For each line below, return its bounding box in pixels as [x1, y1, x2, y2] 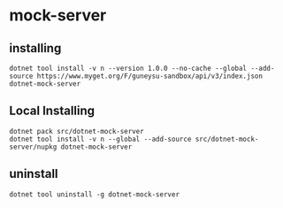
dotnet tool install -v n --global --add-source [9, 135, 192, 143]
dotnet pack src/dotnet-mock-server [9, 127, 144, 135]
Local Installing [9, 104, 96, 119]
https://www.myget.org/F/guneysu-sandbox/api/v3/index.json [36, 72, 264, 81]
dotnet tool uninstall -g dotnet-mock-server [9, 189, 180, 199]
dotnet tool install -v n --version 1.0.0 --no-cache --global [9, 64, 248, 73]
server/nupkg [9, 143, 57, 151]
